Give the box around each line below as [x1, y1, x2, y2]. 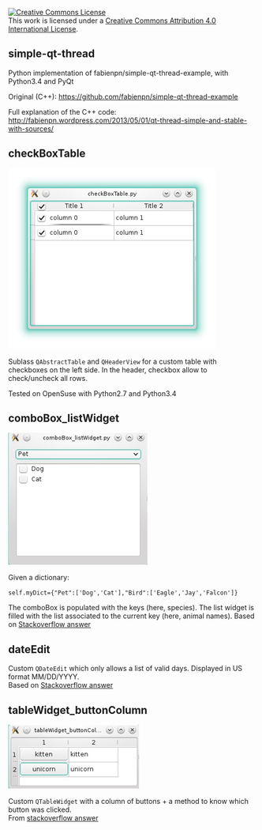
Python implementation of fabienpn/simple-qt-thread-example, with [8, 68, 229, 77]
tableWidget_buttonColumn [8, 704, 148, 717]
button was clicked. [8, 805, 73, 814]
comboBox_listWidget [8, 412, 120, 425]
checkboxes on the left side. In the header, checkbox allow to [8, 364, 208, 375]
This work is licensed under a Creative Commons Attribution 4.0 [8, 16, 217, 25]
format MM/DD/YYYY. [8, 672, 80, 681]
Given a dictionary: [8, 573, 69, 583]
